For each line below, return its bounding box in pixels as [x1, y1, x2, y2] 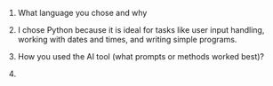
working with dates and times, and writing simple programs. [17, 35, 237, 44]
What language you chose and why [17, 8, 148, 18]
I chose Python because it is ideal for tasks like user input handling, [17, 25, 265, 35]
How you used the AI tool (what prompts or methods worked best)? [17, 51, 265, 61]
